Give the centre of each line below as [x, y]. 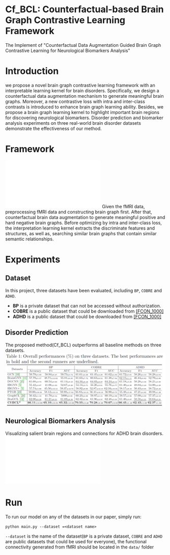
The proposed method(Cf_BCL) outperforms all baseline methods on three [83, 345]
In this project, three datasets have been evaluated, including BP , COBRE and [83, 290]
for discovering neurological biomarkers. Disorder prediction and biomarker [84, 118]
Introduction [32, 71]
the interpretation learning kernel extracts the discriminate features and [80, 228]
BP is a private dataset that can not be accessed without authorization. [87, 306]
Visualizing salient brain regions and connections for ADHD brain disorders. [84, 433]
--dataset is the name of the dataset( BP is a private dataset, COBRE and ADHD [84, 536]
